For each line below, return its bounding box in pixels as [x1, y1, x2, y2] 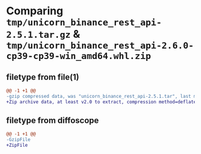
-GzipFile [6, 137, 31, 143]
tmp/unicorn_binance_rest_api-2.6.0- [6, 40, 194, 51]
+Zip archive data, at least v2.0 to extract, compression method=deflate [6, 98, 197, 105]
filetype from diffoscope [6, 115, 99, 126]
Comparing [6, 4, 63, 18]
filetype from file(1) [6, 72, 80, 82]
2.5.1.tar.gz [6, 29, 71, 41]
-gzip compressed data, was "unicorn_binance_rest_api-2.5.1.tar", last [6, 93, 191, 99]
